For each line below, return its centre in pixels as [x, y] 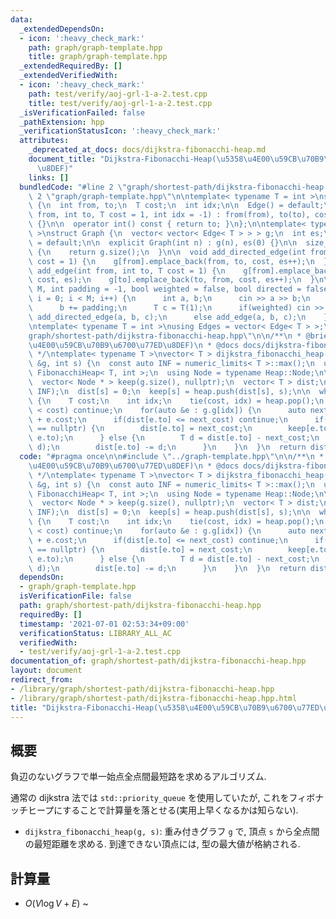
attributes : [44, 141]
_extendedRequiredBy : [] [71, 66]
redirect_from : [42, 680]
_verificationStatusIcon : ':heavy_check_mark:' [120, 131]
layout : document [46, 671]
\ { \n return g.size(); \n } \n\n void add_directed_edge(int [167, 252]
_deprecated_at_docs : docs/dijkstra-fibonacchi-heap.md [147, 150]
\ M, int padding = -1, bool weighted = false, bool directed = [165, 289]
